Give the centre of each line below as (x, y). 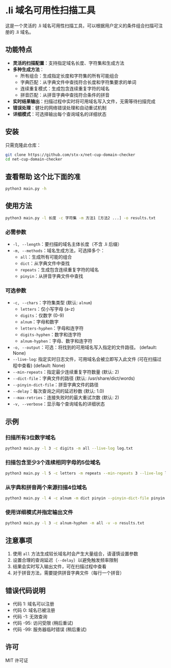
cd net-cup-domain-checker (34, 159)
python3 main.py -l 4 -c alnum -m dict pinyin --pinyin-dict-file (77, 498)
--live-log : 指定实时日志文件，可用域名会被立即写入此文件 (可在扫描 (85, 359)
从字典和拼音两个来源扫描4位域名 (46, 487)
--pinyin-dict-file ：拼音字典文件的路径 (55, 385)
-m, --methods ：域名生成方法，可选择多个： (59, 250)
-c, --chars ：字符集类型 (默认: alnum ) (52, 303)
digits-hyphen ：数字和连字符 (51, 335)
